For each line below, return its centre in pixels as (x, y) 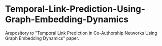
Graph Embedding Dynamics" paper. (42, 38)
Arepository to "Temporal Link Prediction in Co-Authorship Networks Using (81, 33)
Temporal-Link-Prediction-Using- (75, 9)
